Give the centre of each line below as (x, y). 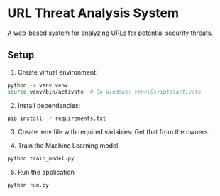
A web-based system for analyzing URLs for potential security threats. (110, 33)
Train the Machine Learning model (68, 146)
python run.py (28, 185)
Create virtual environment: (57, 72)
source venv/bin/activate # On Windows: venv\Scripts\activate (104, 92)
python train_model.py (41, 159)
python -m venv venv (38, 85)
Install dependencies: (49, 105)
